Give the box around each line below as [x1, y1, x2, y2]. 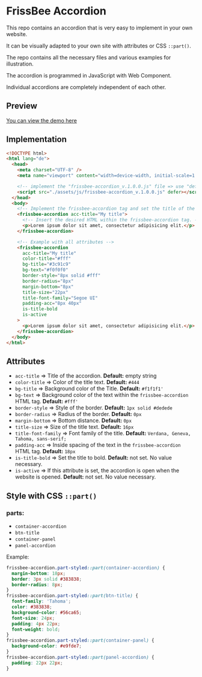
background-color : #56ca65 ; [11, 609, 82, 616]
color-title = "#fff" [22, 256, 71, 262]
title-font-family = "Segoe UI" [22, 295, 98, 301]
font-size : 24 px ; [11, 615, 55, 621]
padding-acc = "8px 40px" [22, 301, 82, 307]
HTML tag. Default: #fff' [14, 398, 78, 405]
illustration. [6, 60, 34, 67]
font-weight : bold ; [11, 626, 61, 633]
